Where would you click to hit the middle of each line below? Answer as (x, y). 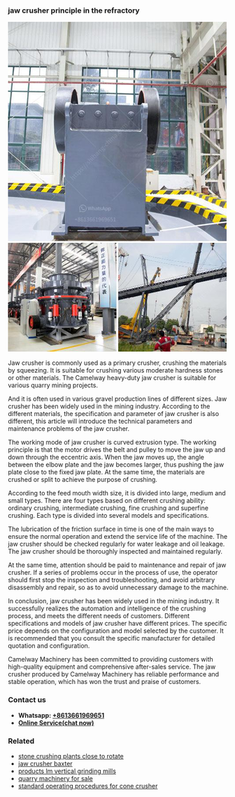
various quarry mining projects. (53, 385)
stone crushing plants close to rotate (71, 756)
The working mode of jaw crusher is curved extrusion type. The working (112, 442)
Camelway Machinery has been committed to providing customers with (111, 659)
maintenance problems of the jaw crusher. (69, 429)
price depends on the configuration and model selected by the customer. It (116, 631)
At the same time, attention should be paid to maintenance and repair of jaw (117, 565)
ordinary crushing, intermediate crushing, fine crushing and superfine (108, 508)
